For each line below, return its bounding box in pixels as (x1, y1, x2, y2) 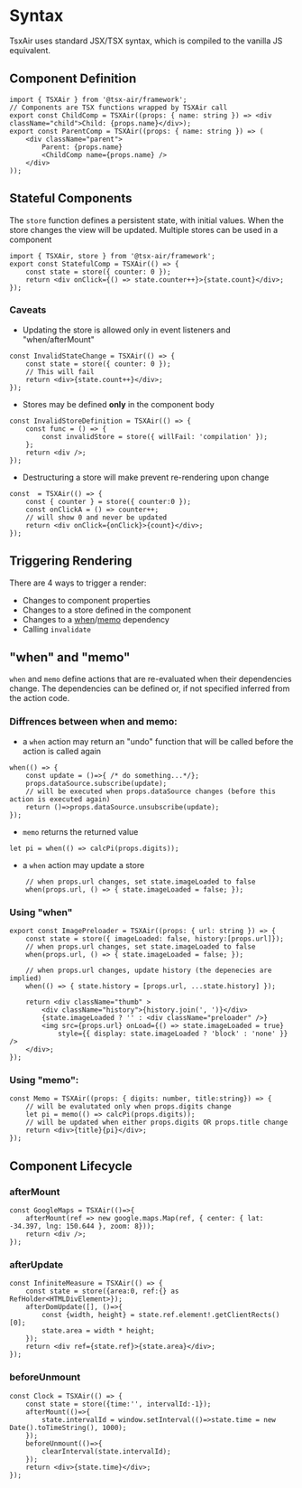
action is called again (22, 745, 102, 756)
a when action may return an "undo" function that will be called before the (22, 735, 294, 746)
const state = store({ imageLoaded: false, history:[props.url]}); (25, 934, 284, 944)
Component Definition (9, 71, 137, 87)
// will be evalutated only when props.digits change (25, 1102, 232, 1111)
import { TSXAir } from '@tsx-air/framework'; (9, 95, 188, 104)
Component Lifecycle (9, 1158, 133, 1174)
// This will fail (25, 367, 95, 376)
